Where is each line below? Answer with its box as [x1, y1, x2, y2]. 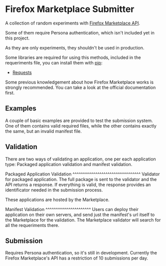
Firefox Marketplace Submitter [5, 3, 135, 15]
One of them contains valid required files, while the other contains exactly [5, 122, 157, 128]
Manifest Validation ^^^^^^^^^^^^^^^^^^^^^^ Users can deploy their [5, 206, 139, 212]
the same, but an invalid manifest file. [5, 128, 82, 134]
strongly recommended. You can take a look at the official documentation [5, 84, 156, 90]
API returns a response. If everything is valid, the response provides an [5, 181, 151, 187]
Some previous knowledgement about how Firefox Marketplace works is [5, 79, 154, 85]
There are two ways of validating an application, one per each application [5, 156, 156, 162]
